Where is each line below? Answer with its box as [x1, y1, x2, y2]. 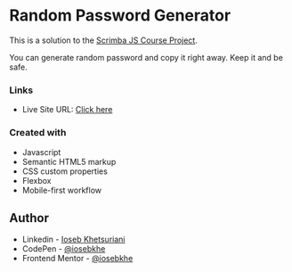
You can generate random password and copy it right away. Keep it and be [9, 52, 283, 62]
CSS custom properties [21, 166, 109, 177]
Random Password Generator [9, 5, 231, 26]
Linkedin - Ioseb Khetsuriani [21, 234, 126, 245]
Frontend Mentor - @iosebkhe [21, 253, 134, 264]
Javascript [21, 146, 61, 157]
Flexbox [21, 175, 52, 185]
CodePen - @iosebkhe [21, 243, 106, 254]
